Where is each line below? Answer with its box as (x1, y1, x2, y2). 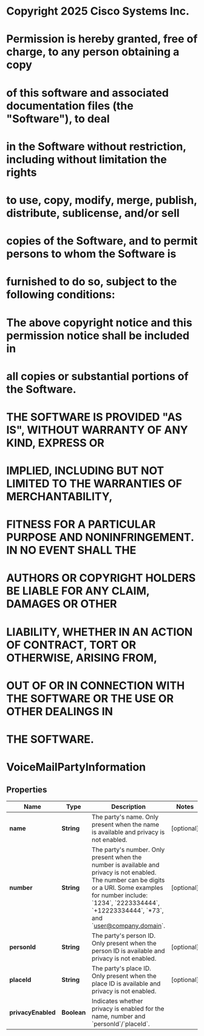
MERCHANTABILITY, (6, 490, 113, 503)
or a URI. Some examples (92, 884, 163, 892)
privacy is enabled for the (92, 1004, 165, 1013)
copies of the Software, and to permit (6, 234, 198, 248)
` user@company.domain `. (92, 922, 166, 929)
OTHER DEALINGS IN (6, 704, 114, 718)
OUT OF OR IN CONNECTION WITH (6, 679, 185, 692)
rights (6, 166, 37, 179)
